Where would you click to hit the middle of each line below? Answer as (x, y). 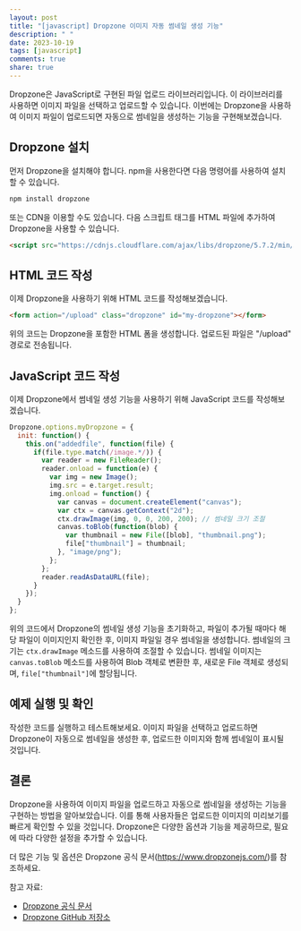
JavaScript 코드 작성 (65, 376)
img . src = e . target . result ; (101, 486)
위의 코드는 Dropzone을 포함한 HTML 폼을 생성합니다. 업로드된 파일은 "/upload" (150, 334)
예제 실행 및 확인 (52, 704)
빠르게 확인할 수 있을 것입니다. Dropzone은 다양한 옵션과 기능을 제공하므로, (141, 826)
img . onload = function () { (99, 493)
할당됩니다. (117, 673)
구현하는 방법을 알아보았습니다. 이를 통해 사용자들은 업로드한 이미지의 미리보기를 (149, 815)
